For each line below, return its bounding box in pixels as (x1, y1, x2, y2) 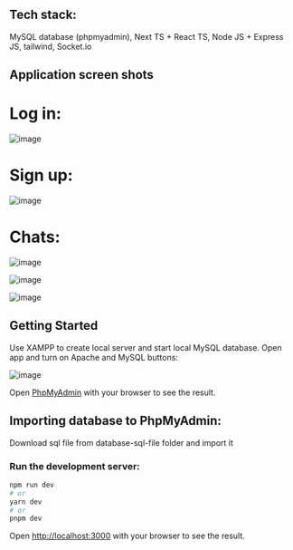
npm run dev (9, 480, 54, 489)
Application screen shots (9, 67, 154, 82)
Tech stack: (9, 7, 77, 23)
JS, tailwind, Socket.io (9, 41, 92, 52)
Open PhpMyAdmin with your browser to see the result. (9, 387, 216, 398)
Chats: (9, 227, 61, 247)
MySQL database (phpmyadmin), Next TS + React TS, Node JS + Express (9, 31, 284, 42)
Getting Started (9, 318, 99, 333)
